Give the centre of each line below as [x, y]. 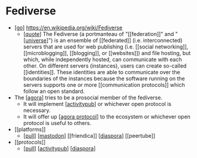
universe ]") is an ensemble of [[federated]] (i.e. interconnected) [104, 40]
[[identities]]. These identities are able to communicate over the [101, 72]
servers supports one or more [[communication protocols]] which [104, 84]
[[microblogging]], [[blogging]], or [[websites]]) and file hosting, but [107, 53]
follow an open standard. [54, 91]
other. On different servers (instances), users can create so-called [105, 66]
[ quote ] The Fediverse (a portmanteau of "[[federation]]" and [99, 34]
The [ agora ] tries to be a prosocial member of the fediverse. [88, 98]
